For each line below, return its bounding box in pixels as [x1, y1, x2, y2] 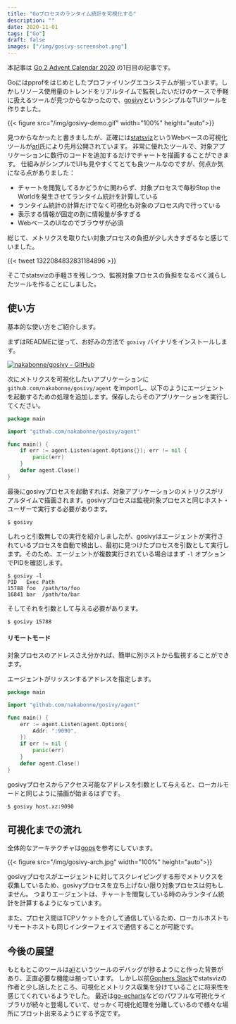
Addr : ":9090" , [32, 727, 77, 735]
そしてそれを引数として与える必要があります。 [7, 604, 142, 613]
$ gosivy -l [7, 572, 42, 580]
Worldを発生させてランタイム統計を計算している [17, 192, 159, 201]
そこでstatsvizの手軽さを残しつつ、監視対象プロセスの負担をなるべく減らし [7, 271, 227, 279]
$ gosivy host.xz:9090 [7, 803, 74, 810]
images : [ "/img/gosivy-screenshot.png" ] [7, 43, 128, 50]
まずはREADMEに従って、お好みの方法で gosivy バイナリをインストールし [7, 337, 222, 346]
